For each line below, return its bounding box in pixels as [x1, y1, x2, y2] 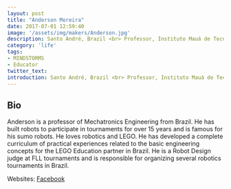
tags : [7, 49, 23, 56]
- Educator [7, 61, 38, 68]
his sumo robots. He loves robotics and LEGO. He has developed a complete [7, 132, 223, 141]
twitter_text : [7, 67, 48, 74]
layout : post [7, 10, 45, 17]
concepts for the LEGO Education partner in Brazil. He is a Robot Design [7, 147, 212, 155]
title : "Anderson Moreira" [7, 16, 85, 23]
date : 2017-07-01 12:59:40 [7, 23, 85, 30]
